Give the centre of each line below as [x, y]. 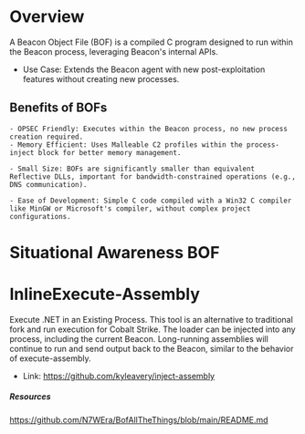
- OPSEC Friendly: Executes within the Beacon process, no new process [148, 129]
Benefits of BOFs [58, 108]
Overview [47, 17]
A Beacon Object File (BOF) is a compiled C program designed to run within [152, 42]
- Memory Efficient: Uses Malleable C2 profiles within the [126, 145]
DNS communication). [49, 184]
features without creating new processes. [101, 78]
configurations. [40, 216]
